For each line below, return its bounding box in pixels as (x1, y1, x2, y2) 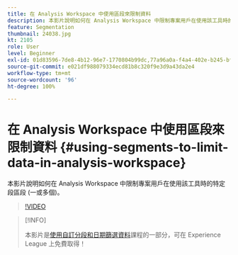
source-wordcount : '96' (7, 76, 78, 84)
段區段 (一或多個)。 (7, 188, 64, 197)
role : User (7, 43, 40, 50)
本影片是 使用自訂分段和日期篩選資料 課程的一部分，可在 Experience (24, 231, 221, 239)
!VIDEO (24, 203, 46, 211)
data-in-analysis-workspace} (7, 155, 186, 171)
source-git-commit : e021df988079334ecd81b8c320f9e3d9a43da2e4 (7, 63, 195, 70)
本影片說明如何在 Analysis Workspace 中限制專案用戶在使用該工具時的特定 (7, 179, 225, 188)
